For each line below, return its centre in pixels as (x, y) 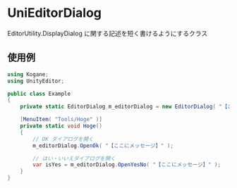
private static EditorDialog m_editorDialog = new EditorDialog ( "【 (124, 107)
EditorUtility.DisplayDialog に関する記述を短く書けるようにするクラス (108, 33)
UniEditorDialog (55, 13)
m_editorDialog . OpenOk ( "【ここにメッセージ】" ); (103, 146)
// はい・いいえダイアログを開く (74, 158)
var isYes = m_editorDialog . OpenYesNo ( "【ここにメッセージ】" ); (127, 165)
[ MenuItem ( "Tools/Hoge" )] (61, 120)
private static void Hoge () (61, 126)
